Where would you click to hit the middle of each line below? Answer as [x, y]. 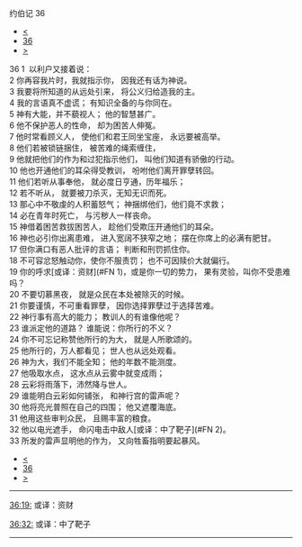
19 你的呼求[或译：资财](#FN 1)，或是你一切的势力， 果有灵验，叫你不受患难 [150, 272]
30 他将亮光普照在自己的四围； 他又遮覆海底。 [95, 407]
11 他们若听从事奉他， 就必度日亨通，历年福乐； [98, 182]
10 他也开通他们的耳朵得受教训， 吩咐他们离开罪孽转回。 [114, 170]
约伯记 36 [27, 13]
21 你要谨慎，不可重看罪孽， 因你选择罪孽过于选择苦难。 [114, 305]
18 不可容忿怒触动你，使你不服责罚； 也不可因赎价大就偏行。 [122, 260]
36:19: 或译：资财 [41, 505]
